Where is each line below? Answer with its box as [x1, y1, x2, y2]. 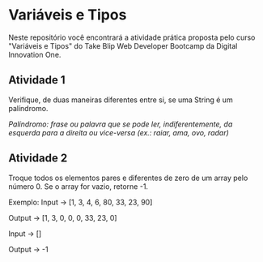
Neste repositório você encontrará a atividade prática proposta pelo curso [8, 32, 256, 42]
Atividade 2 [8, 152, 68, 165]
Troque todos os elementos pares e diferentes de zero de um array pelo [8, 173, 248, 183]
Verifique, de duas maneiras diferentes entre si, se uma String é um [8, 95, 233, 105]
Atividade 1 [8, 73, 66, 87]
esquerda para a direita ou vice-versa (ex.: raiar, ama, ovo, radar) [8, 127, 229, 137]
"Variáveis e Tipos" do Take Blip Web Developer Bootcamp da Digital [8, 41, 238, 50]
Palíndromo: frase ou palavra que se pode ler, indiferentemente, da [8, 119, 233, 129]
